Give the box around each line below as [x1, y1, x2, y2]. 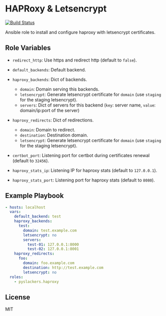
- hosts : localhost [5, 204, 46, 210]
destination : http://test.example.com [23, 265, 104, 270]
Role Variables [5, 43, 51, 52]
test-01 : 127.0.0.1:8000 [27, 242, 79, 247]
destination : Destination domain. [19, 132, 88, 138]
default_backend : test [14, 214, 61, 219]
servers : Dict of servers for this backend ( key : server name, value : [19, 102, 156, 108]
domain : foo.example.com [23, 260, 75, 265]
